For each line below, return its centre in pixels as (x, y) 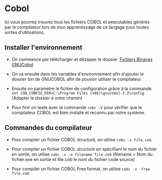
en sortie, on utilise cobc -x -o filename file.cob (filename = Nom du (82, 154)
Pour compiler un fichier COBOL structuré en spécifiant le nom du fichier (84, 149)
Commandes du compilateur (49, 128)
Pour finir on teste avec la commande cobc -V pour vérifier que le (77, 107)
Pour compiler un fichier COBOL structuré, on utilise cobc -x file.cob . (82, 140)
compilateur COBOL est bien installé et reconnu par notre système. (79, 112)
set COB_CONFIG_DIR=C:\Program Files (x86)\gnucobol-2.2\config (78, 93)
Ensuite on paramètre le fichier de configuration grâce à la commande (81, 89)
